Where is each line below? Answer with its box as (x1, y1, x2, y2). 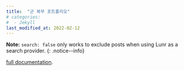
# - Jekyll (6, 19, 35, 25)
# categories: (6, 14, 41, 20)
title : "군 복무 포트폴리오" (6, 8, 71, 15)
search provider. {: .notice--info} (6, 48, 85, 55)
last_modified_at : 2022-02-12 (6, 25, 81, 31)
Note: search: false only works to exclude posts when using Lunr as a (6, 41, 178, 48)
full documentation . (6, 59, 53, 66)
